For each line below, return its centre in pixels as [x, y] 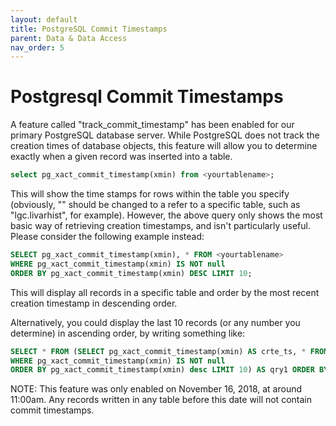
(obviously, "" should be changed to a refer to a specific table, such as [155, 205]
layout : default [44, 19]
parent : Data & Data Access [69, 38]
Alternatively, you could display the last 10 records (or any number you [155, 322]
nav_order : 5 [37, 47]
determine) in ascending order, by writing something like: [128, 333]
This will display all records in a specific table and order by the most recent [165, 292]
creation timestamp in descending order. [94, 303]
